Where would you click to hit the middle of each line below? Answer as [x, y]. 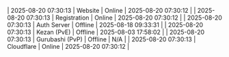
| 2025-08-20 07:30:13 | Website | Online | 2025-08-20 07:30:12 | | [102, 11]
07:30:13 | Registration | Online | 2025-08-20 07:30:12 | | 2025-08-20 [124, 18]
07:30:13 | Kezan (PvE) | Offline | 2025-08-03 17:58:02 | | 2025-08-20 [106, 32]
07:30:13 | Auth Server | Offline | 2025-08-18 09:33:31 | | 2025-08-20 [105, 25]
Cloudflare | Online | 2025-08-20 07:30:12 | [68, 46]
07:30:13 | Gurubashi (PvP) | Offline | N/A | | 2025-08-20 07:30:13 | [102, 39]
